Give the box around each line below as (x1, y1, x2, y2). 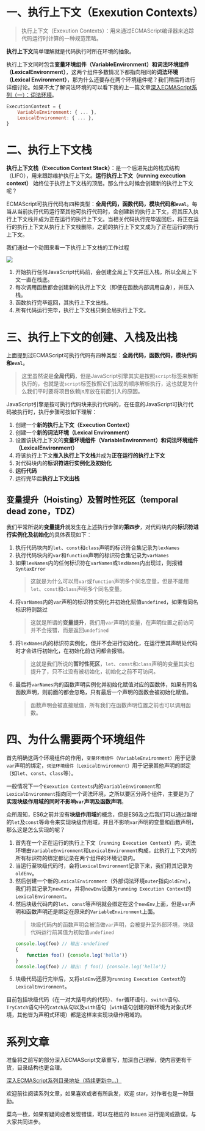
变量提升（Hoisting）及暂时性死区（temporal (6, 494, 179, 505)
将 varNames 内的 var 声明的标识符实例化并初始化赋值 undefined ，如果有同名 (15, 598, 198, 606)
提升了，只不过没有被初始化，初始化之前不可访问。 (30, 668, 159, 675)
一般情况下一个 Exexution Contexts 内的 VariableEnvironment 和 (6, 782, 161, 790)
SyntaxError (15, 566, 46, 573)
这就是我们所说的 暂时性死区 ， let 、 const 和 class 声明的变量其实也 (30, 660, 195, 667)
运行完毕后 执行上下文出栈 (15, 475, 80, 482)
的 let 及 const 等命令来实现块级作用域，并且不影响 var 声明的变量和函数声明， (6, 818, 197, 826)
